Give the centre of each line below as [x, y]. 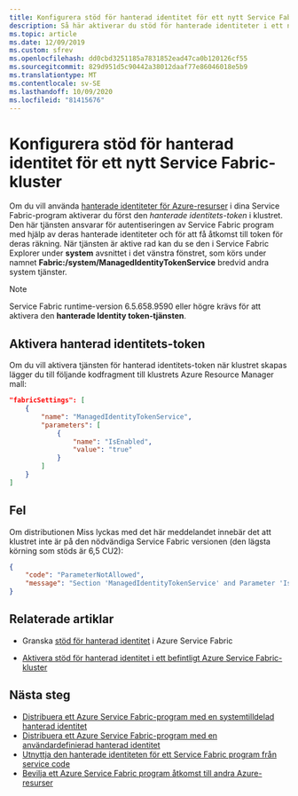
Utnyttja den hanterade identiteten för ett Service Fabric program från [149, 754]
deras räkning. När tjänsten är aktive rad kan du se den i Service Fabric [139, 244]
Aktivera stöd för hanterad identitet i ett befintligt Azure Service [138, 658]
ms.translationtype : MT [53, 75]
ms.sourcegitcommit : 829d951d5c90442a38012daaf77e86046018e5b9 [129, 67]
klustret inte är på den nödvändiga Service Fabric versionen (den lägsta [140, 541]
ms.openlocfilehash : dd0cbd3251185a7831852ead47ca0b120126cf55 [129, 59]
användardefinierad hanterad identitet [91, 745]
